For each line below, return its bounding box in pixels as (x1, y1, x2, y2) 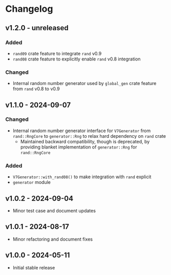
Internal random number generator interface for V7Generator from (12, 128, 151, 134)
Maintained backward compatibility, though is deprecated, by (20, 138, 150, 144)
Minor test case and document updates (12, 207, 96, 214)
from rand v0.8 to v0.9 (12, 86, 60, 92)
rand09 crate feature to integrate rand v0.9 (12, 50, 102, 56)
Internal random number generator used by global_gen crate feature (12, 80, 157, 87)
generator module (12, 179, 51, 185)
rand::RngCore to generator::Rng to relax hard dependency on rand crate (12, 133, 166, 139)
